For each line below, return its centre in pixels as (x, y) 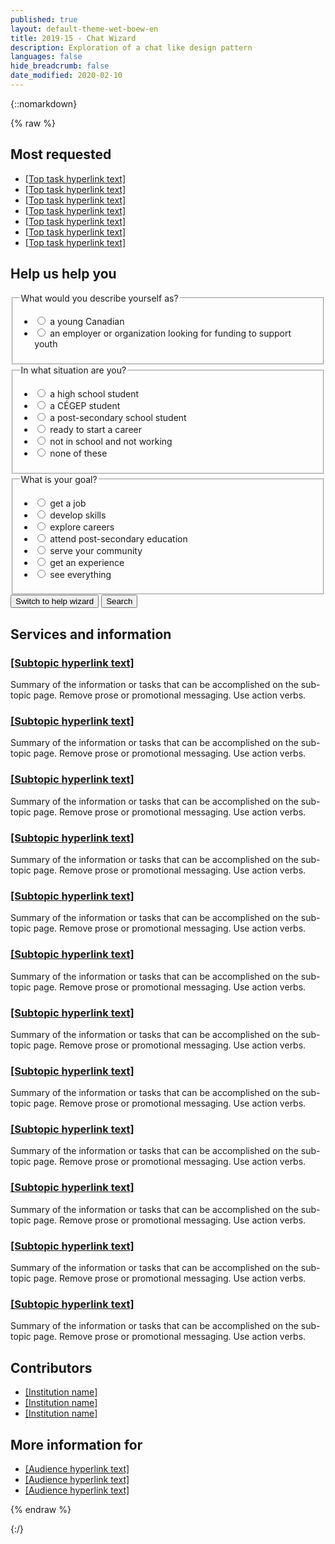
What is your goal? (59, 479)
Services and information (91, 634)
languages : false (46, 57)
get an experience (87, 562)
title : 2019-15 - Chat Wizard (73, 38)
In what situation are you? (73, 370)
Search (119, 601)
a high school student (94, 394)
